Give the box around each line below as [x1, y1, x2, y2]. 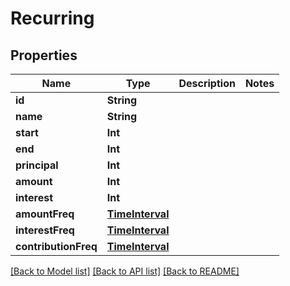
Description [178, 77, 236, 90]
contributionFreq [15, 240, 98, 253]
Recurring [10, 7, 95, 30]
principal [15, 158, 59, 172]
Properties [10, 47, 78, 64]
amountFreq [15, 207, 75, 221]
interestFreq [15, 223, 75, 237]
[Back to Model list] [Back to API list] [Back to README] [10, 265, 240, 277]
